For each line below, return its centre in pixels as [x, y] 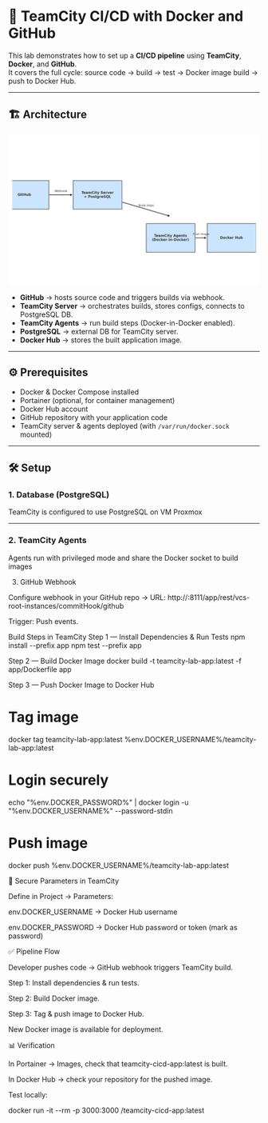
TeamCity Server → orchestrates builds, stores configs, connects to [132, 306]
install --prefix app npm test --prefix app [75, 645]
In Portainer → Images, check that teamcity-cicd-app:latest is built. [118, 1064]
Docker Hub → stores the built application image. [100, 340]
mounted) [36, 434]
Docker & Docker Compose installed [79, 392]
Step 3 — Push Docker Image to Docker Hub [81, 685]
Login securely [59, 780]
